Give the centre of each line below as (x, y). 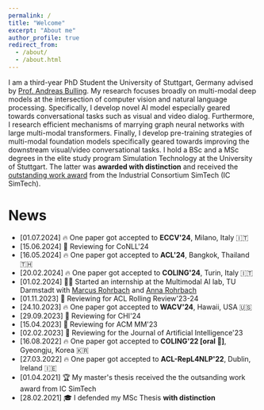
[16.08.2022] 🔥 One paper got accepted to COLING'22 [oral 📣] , (123, 341)
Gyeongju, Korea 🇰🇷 (54, 350)
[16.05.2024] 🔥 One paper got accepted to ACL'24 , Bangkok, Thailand (134, 255)
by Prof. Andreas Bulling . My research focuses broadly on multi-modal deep (132, 90)
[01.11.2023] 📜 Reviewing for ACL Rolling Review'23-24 (109, 298)
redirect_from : (33, 45)
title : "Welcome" (37, 23)
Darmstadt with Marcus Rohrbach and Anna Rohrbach (108, 289)
